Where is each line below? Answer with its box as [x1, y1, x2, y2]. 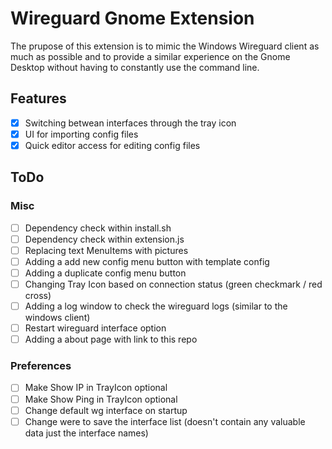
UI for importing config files [24, 128, 139, 140]
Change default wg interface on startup [24, 404, 188, 416]
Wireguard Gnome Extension [10, 7, 255, 30]
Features [10, 90, 67, 107]
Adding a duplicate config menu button [24, 267, 187, 279]
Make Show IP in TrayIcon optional [24, 382, 168, 394]
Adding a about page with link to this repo [24, 333, 198, 346]
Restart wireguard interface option [24, 322, 167, 334]
